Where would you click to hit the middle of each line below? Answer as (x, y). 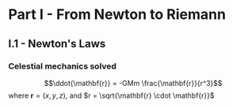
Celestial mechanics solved (63, 66)
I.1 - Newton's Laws (57, 44)
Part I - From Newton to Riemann (117, 15)
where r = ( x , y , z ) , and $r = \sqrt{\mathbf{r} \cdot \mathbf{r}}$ (112, 95)
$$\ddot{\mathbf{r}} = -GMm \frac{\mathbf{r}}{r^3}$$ (133, 83)
